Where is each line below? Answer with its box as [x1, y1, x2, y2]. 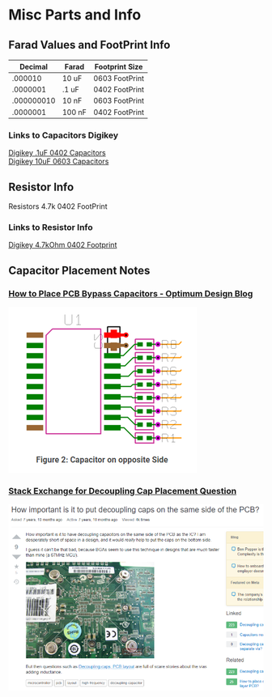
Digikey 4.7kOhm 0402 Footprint [8, 240, 117, 250]
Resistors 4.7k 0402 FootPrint [8, 202, 108, 211]
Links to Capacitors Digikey [8, 130, 119, 141]
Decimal [19, 62, 49, 71]
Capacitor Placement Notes [8, 263, 151, 277]
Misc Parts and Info [8, 6, 142, 24]
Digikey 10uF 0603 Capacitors [8, 156, 109, 167]
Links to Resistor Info [8, 222, 93, 233]
